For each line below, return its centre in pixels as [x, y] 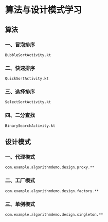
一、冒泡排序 [20, 44]
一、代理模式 [20, 157]
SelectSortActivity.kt [28, 102]
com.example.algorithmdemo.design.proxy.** [50, 167]
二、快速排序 [20, 68]
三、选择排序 [20, 92]
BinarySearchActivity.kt [30, 126]
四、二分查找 [20, 115]
